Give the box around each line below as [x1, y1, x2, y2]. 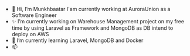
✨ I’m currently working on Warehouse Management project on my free [11, 18, 185, 24]
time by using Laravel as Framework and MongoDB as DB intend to [11, 24, 174, 32]
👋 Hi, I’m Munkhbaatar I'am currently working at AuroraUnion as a [11, 6, 171, 12]
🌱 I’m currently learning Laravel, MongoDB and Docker [11, 37, 144, 44]
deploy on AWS [11, 31, 49, 37]
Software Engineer [11, 12, 57, 19]
